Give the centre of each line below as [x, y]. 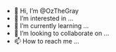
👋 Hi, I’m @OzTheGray [46, 11]
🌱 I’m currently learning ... [51, 26]
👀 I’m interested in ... [44, 18]
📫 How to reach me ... [46, 41]
